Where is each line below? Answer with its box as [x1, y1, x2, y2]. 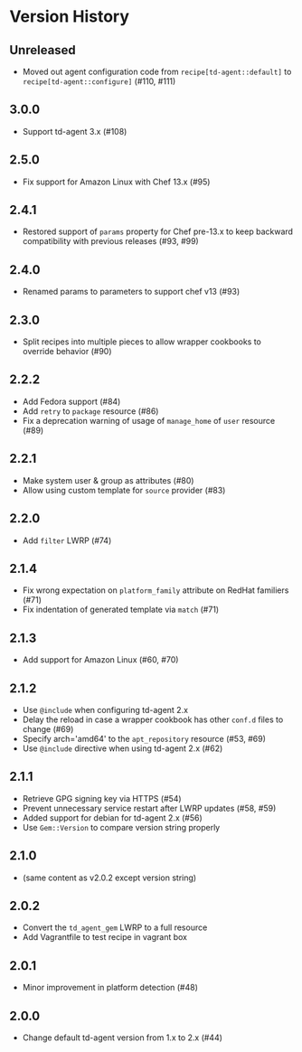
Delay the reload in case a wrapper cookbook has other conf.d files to [22, 714, 284, 725]
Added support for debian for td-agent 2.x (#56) [22, 812, 203, 823]
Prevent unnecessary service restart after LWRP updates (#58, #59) [22, 803, 277, 813]
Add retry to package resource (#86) [22, 405, 159, 417]
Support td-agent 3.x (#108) [22, 126, 127, 136]
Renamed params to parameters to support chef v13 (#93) [22, 286, 241, 297]
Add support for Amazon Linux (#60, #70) [22, 654, 179, 665]
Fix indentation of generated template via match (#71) [22, 604, 220, 615]
